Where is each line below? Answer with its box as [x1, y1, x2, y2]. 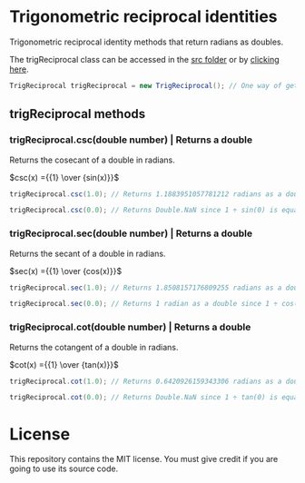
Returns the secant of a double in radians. [9, 248, 166, 259]
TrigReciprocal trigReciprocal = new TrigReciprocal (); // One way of [9, 81, 282, 90]
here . [9, 64, 29, 74]
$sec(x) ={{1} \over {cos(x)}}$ [9, 265, 123, 276]
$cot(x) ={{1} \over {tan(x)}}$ [9, 359, 120, 370]
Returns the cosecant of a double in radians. [9, 154, 175, 165]
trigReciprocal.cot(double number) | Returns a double [9, 320, 251, 333]
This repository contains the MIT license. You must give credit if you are [9, 454, 279, 465]
